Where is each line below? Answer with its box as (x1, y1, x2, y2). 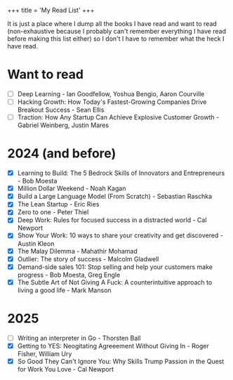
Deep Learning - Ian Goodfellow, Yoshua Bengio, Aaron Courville (17, 89, 205, 98)
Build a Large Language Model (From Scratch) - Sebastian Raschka (17, 192, 213, 201)
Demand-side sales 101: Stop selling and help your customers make (17, 263, 213, 271)
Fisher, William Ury (17, 349, 72, 358)
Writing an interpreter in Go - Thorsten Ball (17, 334, 141, 342)
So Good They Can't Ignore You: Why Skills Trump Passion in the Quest (17, 357, 225, 365)
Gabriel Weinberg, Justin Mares (17, 121, 109, 129)
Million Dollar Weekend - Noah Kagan (17, 184, 126, 192)
